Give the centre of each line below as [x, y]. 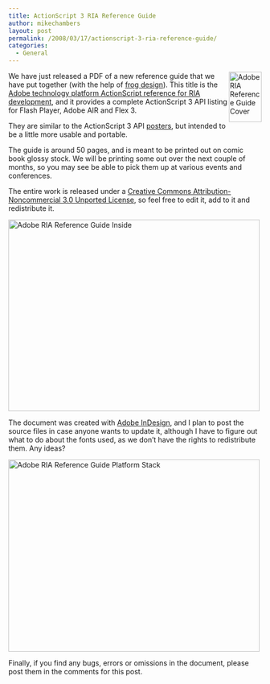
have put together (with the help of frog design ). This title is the [113, 84]
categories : [28, 46]
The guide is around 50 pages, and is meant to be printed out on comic [126, 150]
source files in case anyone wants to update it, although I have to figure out [133, 431]
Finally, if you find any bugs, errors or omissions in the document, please [129, 663]
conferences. [30, 175]
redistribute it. [31, 208]
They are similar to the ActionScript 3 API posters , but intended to [117, 126]
